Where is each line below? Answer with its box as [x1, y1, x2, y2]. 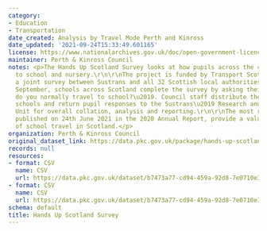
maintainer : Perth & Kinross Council [8, 56, 133, 64]
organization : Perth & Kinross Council [8, 129, 141, 137]
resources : [8, 152, 44, 160]
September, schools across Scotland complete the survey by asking [15, 85, 244, 94]
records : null [8, 144, 56, 152]
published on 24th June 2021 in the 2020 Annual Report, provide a [15, 115, 244, 123]
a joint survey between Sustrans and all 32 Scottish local [15, 78, 219, 86]
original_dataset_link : [8, 137, 87, 145]
